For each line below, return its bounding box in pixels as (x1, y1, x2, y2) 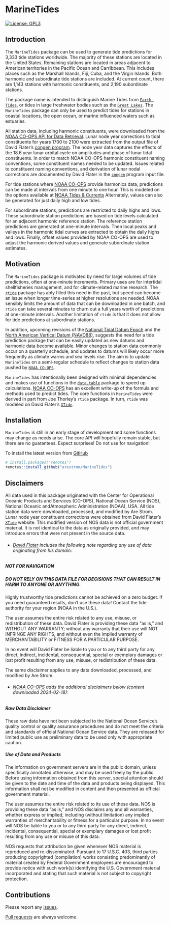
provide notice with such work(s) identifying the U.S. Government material (5, 865, 160, 871)
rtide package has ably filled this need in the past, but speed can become (5, 289, 161, 296)
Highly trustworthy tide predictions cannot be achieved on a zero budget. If (5, 594, 163, 600)
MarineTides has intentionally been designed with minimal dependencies (5, 374, 157, 380)
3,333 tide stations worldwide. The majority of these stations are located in (5, 54, 162, 60)
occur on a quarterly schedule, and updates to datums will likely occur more (5, 348, 164, 354)
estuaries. (5, 118, 26, 124)
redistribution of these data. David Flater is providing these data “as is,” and (5, 620, 163, 626)
